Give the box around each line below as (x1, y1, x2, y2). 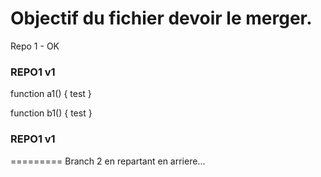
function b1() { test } (10, 107, 93, 119)
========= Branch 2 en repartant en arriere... (10, 155, 206, 167)
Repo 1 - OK (10, 40, 60, 52)
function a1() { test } (10, 88, 92, 100)
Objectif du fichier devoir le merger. (10, 7, 313, 30)
